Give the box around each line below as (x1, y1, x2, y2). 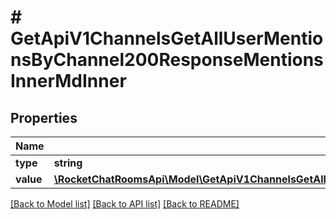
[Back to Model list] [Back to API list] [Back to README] (10, 198, 240, 210)
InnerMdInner (10, 70, 127, 93)
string (53, 156, 83, 170)
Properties (10, 109, 78, 126)
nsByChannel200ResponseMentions (10, 49, 324, 71)
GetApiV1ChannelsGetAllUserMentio (10, 27, 324, 50)
